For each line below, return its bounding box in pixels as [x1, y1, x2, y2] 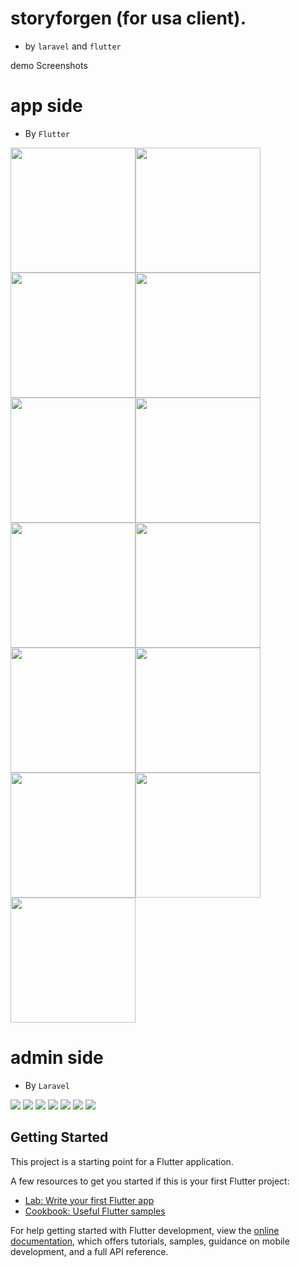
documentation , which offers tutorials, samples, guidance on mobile [10, 1235, 290, 1247]
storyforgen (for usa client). [10, 7, 247, 30]
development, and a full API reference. [10, 1245, 169, 1257]
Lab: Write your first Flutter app [24, 1194, 155, 1206]
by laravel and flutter [24, 40, 122, 52]
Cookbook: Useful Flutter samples [24, 1205, 166, 1217]
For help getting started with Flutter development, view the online [10, 1224, 280, 1236]
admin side [10, 1047, 104, 1069]
